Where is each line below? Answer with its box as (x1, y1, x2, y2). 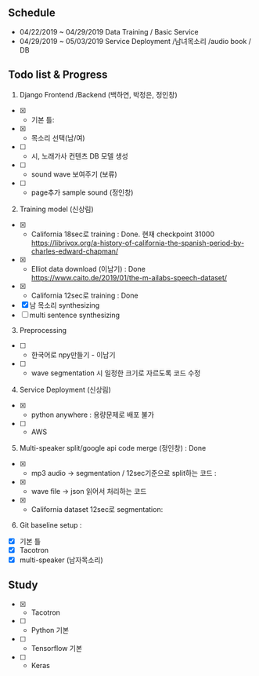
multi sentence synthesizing (29, 310, 120, 320)
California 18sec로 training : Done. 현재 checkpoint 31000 (31, 229, 215, 239)
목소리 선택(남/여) (31, 133, 85, 142)
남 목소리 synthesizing (29, 300, 100, 309)
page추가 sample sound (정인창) (31, 188, 134, 197)
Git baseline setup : (19, 520, 82, 529)
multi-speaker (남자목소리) (19, 555, 103, 565)
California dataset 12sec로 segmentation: (31, 504, 164, 513)
